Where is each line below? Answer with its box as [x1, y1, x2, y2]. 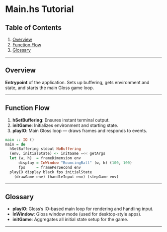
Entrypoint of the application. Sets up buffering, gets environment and [5, 79, 150, 85]
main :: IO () [5, 137, 35, 142]
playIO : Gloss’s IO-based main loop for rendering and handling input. [12, 206, 154, 212]
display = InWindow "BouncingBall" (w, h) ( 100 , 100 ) [18, 160, 133, 165]
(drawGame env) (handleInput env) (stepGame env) [14, 174, 119, 179]
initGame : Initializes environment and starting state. [12, 122, 118, 128]
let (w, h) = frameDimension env [9, 156, 81, 161]
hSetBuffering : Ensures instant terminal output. [12, 117, 110, 123]
